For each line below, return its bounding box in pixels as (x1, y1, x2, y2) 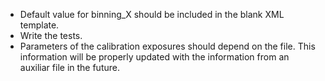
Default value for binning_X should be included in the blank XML (19, 9, 285, 20)
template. (19, 19, 60, 31)
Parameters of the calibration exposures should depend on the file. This (19, 40, 316, 52)
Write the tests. (19, 30, 83, 41)
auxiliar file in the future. (19, 62, 120, 73)
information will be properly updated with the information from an (19, 51, 290, 63)
